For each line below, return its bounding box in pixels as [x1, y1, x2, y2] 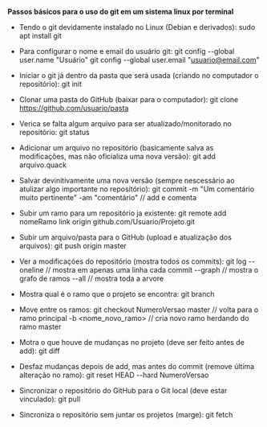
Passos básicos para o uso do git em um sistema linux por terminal [7, 7, 234, 16]
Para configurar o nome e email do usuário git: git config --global [18, 47, 235, 55]
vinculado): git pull [18, 394, 81, 404]
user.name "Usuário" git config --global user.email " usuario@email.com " [18, 55, 260, 64]
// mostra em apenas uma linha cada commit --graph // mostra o [45, 265, 259, 274]
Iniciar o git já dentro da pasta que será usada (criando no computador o [18, 71, 259, 80]
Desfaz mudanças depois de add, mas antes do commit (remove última [18, 362, 255, 371]
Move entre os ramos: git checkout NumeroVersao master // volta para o [18, 305, 259, 314]
